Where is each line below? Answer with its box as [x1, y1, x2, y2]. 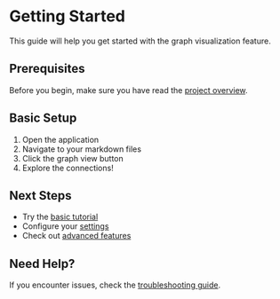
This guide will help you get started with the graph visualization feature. [9, 35, 271, 46]
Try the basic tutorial [21, 211, 99, 223]
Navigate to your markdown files [21, 144, 142, 154]
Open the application [21, 134, 100, 145]
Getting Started [9, 6, 126, 27]
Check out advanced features [21, 231, 132, 241]
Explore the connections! [21, 162, 114, 173]
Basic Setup [9, 111, 77, 126]
